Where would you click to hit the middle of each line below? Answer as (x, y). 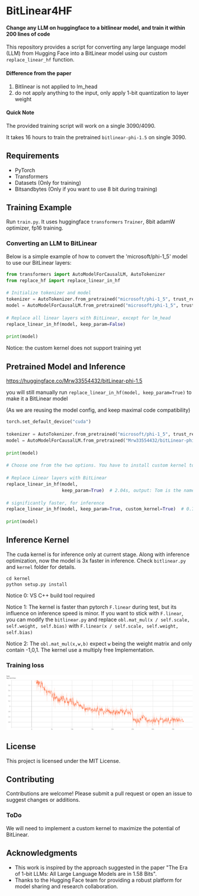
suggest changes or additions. (43, 800)
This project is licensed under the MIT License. (63, 761)
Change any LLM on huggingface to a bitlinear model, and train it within (96, 27)
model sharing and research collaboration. (66, 886)
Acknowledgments (42, 853)
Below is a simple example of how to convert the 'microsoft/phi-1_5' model (97, 256)
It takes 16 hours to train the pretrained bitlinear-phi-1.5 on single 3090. (96, 137)
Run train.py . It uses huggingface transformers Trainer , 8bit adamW (91, 222)
